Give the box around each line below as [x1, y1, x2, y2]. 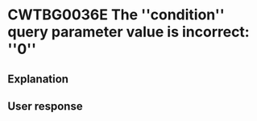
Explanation [7, 72, 69, 86]
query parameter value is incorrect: [7, 23, 251, 41]
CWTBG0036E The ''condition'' [7, 6, 225, 24]
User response [7, 99, 83, 113]
